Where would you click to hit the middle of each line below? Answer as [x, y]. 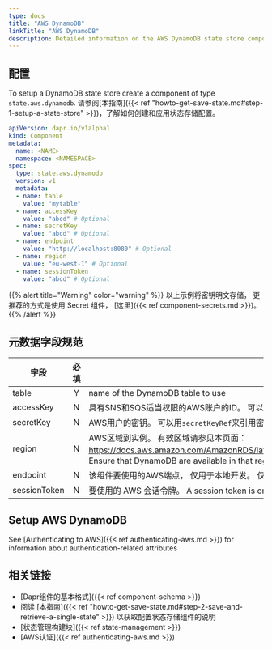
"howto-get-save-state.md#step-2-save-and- [166, 606]
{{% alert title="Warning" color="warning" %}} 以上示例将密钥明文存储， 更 [134, 295]
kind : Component [36, 136]
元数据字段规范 [46, 342]
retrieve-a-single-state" [59, 617]
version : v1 [36, 181]
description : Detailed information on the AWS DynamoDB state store [126, 38]
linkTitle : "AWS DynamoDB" [54, 31]
